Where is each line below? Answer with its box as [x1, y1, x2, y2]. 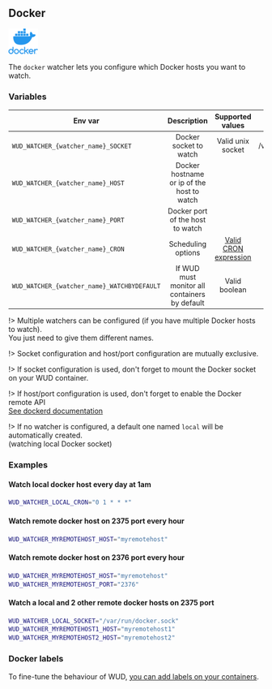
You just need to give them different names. [8, 333, 154, 343]
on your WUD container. [8, 373, 89, 383]
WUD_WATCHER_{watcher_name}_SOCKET [11, 142, 132, 150]
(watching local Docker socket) [8, 439, 113, 449]
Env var [73, 116, 100, 126]
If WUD [175, 263, 200, 273]
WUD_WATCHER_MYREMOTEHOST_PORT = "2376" [8, 580, 139, 588]
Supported [214, 111, 252, 121]
